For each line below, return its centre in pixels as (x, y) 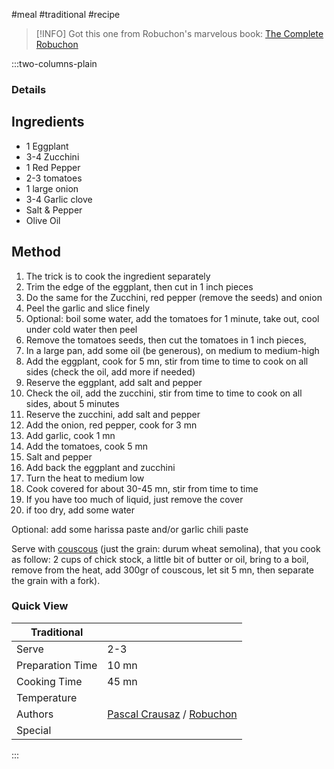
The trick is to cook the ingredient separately (118, 276)
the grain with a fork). (56, 580)
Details (29, 89)
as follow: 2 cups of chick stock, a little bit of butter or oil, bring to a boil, (160, 559)
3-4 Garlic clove (59, 199)
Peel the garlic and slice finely (88, 308)
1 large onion (52, 188)
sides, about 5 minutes (72, 403)
